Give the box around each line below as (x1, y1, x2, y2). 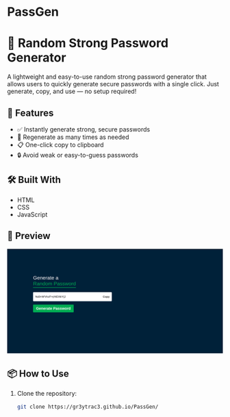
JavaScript (16, 210, 48, 218)
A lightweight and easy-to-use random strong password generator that (7, 73, 207, 81)
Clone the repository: (16, 389, 77, 397)
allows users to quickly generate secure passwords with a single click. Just (7, 80, 219, 88)
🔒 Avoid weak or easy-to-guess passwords (16, 151, 139, 159)
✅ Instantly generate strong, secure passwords (16, 125, 151, 134)
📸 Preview (7, 230, 51, 242)
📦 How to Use (7, 368, 70, 379)
